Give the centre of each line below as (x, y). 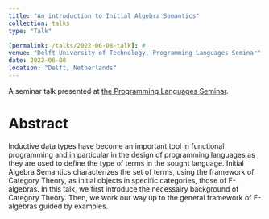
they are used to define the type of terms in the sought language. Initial (126, 163)
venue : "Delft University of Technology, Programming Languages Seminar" (135, 53)
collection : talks (39, 23)
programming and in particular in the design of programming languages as (132, 154)
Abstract (38, 124)
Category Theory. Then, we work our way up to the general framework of (130, 197)
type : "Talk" (30, 31)
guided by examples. (74, 206)
